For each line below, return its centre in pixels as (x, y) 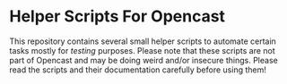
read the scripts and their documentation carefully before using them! (138, 70)
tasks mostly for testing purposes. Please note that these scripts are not (142, 50)
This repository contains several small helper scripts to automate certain (143, 41)
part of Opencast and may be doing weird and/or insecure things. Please (143, 60)
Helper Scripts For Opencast (117, 17)
